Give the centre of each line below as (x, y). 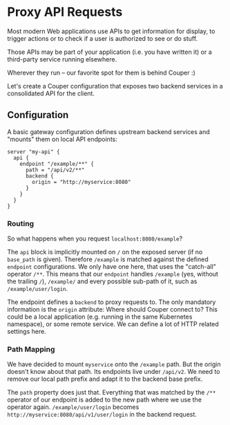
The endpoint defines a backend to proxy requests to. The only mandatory (112, 302)
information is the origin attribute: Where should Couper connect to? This (112, 310)
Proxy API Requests (65, 12)
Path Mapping (31, 349)
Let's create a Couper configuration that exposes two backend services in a (115, 86)
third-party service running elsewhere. (62, 59)
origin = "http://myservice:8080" (82, 182)
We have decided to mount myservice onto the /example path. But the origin (114, 364)
